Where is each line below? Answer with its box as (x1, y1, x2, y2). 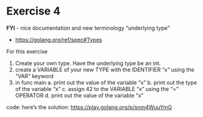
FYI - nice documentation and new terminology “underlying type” (6, 24, 170, 32)
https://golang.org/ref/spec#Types (15, 36, 102, 43)
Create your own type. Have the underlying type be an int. (15, 59, 161, 67)
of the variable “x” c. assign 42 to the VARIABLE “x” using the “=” (15, 85, 179, 92)
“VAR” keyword (15, 72, 53, 79)
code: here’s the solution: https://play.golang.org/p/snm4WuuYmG (6, 103, 172, 110)
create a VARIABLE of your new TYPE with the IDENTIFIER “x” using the (15, 65, 194, 73)
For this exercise (6, 47, 48, 55)
